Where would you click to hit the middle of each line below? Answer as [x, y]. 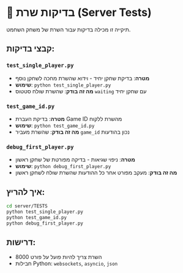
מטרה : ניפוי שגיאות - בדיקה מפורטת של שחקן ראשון [75, 160]
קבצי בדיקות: [31, 49]
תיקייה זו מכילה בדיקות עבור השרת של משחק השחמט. [69, 29]
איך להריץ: [26, 192]
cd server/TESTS [27, 206]
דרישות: [21, 242]
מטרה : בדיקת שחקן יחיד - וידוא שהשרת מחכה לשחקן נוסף [82, 78]
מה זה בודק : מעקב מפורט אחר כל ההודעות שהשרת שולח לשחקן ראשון [96, 173]
